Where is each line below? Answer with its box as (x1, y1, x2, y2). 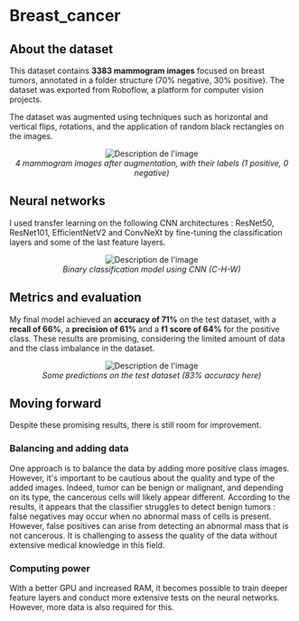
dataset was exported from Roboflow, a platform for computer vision (9, 85, 264, 95)
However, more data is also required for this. (9, 602, 174, 613)
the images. (9, 131, 53, 141)
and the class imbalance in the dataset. (9, 342, 155, 353)
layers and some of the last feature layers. (9, 236, 166, 247)
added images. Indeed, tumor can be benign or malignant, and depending (9, 482, 284, 493)
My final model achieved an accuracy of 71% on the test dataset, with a (9, 313, 277, 325)
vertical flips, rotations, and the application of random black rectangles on (9, 121, 285, 132)
